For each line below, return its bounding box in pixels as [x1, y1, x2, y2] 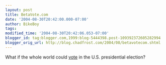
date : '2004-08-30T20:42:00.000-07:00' [5, 17, 89, 22]
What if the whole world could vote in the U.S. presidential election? [5, 54, 146, 60]
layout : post [5, 7, 33, 13]
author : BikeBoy [5, 21, 39, 27]
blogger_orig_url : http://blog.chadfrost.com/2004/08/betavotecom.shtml [5, 40, 161, 45]
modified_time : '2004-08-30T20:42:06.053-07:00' [5, 31, 109, 36]
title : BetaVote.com [5, 12, 49, 17]
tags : [5, 26, 17, 31]
